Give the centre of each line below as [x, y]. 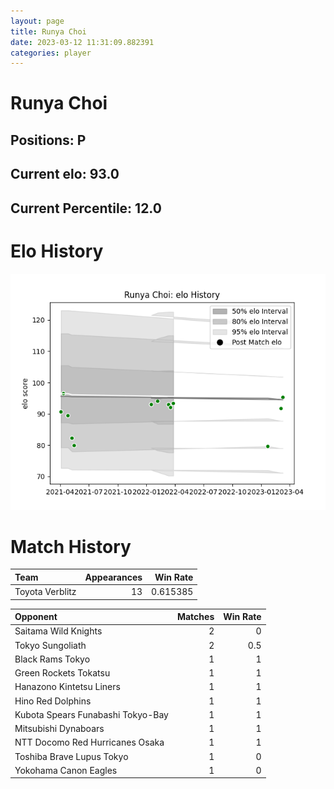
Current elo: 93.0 [65, 174]
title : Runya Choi [48, 31]
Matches [195, 617]
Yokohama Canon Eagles [66, 770]
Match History [71, 546]
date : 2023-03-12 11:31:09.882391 [82, 42]
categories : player [51, 53]
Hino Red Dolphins [53, 701]
